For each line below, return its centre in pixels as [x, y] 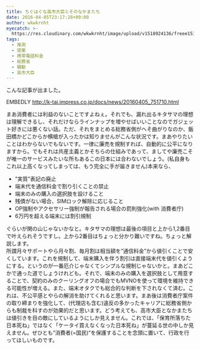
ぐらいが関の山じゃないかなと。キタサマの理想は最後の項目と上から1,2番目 [98, 229]
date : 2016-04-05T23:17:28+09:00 [48, 17]
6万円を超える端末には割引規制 [53, 216]
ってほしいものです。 [32, 340]
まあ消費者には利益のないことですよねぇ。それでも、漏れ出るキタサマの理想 [100, 114]
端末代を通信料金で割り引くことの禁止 [62, 186]
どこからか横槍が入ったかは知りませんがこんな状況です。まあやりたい [107, 137]
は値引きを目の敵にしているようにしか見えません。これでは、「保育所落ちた [99, 318]
